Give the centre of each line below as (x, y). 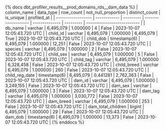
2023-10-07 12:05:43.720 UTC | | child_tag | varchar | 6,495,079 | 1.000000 (82, 59)
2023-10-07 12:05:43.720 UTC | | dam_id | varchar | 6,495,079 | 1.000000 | (82, 80)
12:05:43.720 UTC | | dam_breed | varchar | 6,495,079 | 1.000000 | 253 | (79, 101)
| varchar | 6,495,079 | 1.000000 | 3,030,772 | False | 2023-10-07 (71, 96)
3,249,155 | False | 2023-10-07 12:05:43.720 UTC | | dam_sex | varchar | (78, 85)
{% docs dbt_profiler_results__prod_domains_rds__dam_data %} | (71, 7)
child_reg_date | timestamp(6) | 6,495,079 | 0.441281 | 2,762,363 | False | (80, 75)
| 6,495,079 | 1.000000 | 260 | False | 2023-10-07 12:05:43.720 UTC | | (77, 70)
